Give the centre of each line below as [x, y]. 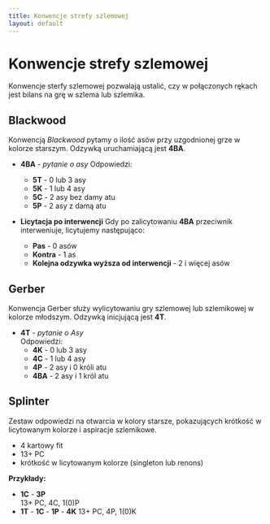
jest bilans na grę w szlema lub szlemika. [77, 95]
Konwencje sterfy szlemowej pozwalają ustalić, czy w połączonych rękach [133, 86]
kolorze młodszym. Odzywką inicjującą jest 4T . [87, 317]
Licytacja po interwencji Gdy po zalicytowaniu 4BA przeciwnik [126, 222]
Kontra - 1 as [54, 255]
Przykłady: [27, 478]
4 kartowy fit [41, 445]
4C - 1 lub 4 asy [59, 359]
